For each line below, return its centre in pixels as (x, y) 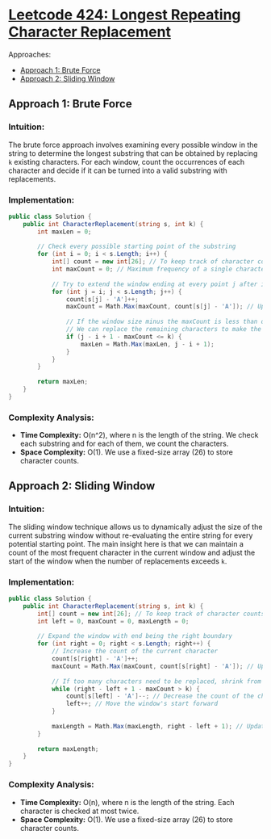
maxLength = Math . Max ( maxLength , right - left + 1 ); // (147, 726)
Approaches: (30, 54)
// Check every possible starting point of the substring (137, 247)
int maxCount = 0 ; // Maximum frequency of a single (142, 269)
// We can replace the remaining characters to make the (164, 329)
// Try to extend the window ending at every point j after (154, 284)
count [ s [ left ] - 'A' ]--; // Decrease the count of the (160, 696)
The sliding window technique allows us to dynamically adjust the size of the (135, 526)
